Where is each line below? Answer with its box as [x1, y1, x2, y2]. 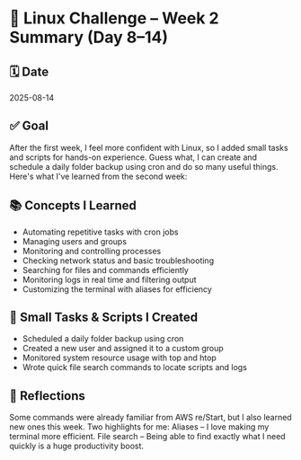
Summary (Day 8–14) [9, 27, 169, 48]
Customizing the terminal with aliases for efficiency [22, 283, 213, 295]
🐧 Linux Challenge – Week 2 [9, 8, 220, 29]
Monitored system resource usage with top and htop [22, 352, 217, 363]
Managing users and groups [22, 235, 128, 246]
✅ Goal [9, 119, 49, 134]
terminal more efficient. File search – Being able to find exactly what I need [9, 431, 286, 442]
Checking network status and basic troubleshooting [22, 255, 214, 266]
